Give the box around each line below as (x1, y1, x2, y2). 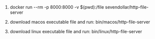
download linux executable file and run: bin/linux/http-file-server (9, 29, 143, 34)
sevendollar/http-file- (105, 4, 149, 10)
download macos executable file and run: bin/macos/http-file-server (9, 19, 151, 25)
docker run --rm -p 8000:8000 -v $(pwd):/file (9, 4, 104, 10)
